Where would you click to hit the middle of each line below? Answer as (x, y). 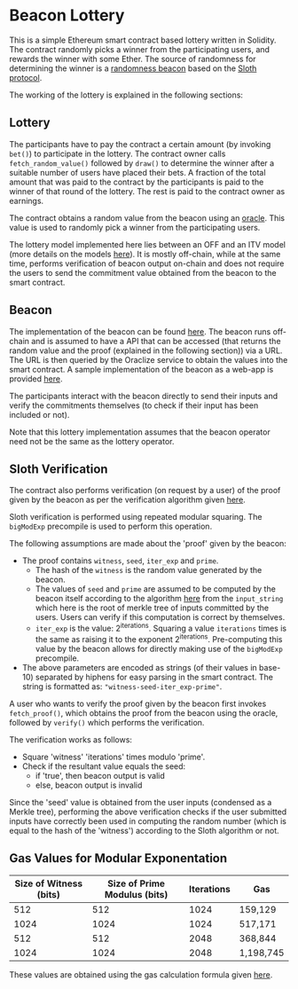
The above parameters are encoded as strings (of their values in (139, 667)
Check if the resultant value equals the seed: (104, 766)
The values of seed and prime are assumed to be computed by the (156, 589)
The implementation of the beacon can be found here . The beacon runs (140, 331)
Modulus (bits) (136, 894)
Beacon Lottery (67, 16)
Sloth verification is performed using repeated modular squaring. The (136, 517)
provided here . (36, 379)
